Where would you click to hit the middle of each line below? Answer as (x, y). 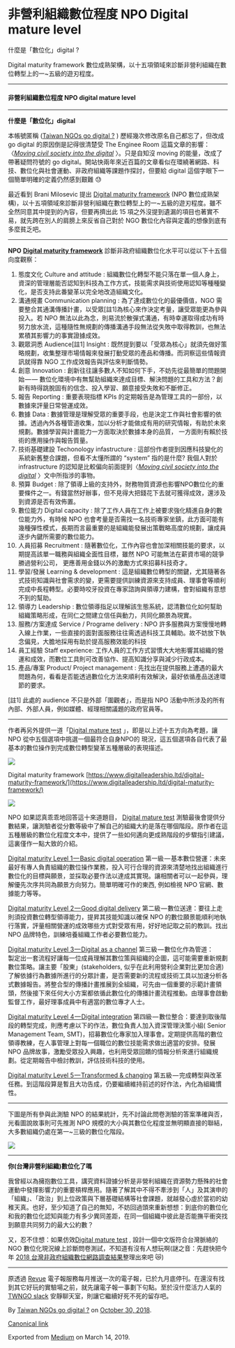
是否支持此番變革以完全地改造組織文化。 (89, 292)
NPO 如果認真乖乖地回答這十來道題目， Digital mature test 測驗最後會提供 (114, 817)
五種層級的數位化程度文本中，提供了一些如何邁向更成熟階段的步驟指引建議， (118, 835)
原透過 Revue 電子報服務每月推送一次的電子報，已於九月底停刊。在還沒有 (113, 1279)
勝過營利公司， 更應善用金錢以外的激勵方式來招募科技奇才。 (104, 563)
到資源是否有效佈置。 (48, 502)
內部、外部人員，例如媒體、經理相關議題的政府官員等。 (87, 709)
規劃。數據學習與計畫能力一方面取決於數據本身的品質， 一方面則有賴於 (120, 432)
